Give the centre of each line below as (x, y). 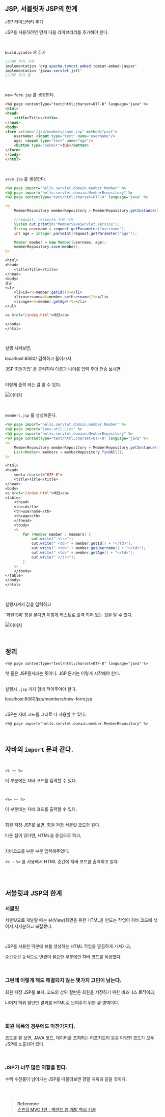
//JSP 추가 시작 (20, 61)
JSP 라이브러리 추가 (24, 22)
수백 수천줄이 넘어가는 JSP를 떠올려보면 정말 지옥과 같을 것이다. (66, 1079)
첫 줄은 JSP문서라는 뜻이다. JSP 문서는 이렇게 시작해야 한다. (63, 673)
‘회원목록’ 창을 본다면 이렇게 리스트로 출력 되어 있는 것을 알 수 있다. (69, 615)
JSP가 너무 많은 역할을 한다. (36, 1067)
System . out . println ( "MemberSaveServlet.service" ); (67, 224)
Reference (28, 1104)
